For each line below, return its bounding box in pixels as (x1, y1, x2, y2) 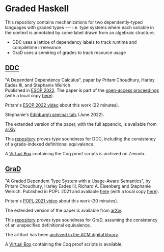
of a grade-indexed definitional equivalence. (5, 141, 95, 147)
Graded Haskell (5, 3, 69, 14)
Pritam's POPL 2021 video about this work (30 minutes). (5, 197, 119, 204)
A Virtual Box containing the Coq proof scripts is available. (5, 241, 123, 247)
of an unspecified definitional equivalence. (5, 222, 91, 228)
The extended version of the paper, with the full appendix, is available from (5, 121, 157, 127)
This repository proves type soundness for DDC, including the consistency (5, 136, 156, 141)
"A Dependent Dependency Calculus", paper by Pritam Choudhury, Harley (5, 77, 155, 83)
